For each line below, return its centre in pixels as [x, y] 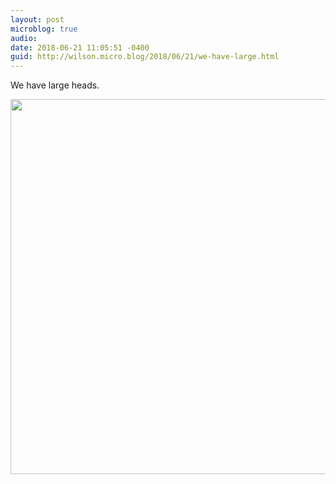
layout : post [37, 19]
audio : [24, 38]
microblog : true [44, 29]
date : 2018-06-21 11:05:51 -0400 [80, 47]
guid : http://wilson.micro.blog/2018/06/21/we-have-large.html [145, 57]
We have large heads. [55, 85]
